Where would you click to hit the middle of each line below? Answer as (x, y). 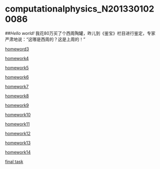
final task (14, 161)
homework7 (17, 86)
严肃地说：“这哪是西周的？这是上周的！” (45, 39)
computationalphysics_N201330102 (80, 9)
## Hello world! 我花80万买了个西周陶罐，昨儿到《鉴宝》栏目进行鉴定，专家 (80, 33)
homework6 (17, 77)
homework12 (18, 133)
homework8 (17, 96)
